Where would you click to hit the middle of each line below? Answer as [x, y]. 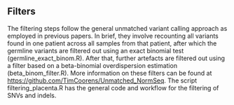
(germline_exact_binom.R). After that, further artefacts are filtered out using [116, 58]
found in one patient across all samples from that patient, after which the [112, 43]
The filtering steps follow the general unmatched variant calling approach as [117, 28]
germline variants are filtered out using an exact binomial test [96, 50]
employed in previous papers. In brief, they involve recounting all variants [113, 36]
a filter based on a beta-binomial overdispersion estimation [92, 65]
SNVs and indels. [32, 95]
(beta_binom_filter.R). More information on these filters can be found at [110, 73]
